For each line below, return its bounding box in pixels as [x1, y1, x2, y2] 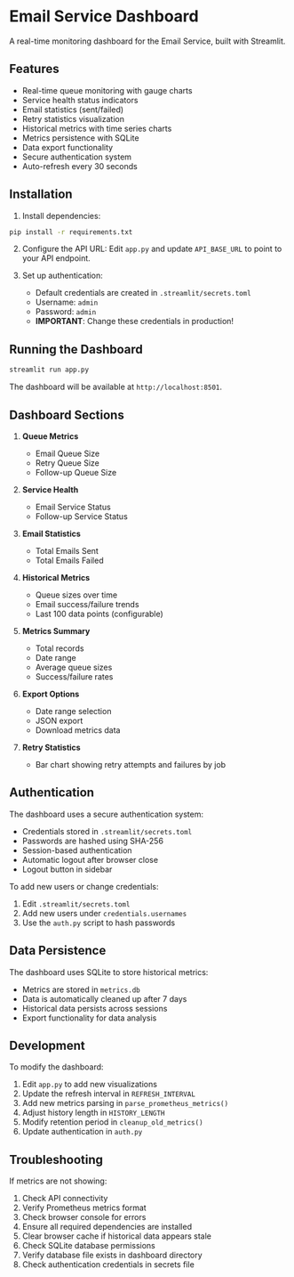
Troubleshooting [9, 1151, 104, 1167]
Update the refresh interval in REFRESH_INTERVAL [21, 1088, 195, 1099]
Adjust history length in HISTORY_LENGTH [21, 1107, 165, 1118]
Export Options [21, 688, 80, 699]
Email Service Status [35, 501, 111, 512]
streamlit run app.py [9, 365, 90, 375]
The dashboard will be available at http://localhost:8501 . [9, 381, 223, 393]
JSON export [35, 715, 83, 726]
